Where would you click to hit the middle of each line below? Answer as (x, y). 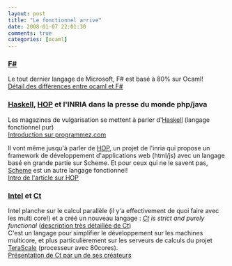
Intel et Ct (25, 196)
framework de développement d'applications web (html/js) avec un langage (116, 155)
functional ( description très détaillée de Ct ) (70, 226)
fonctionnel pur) (31, 127)
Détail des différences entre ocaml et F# (65, 86)
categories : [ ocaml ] (38, 40)
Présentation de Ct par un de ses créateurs (70, 256)
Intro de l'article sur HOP (43, 178)
